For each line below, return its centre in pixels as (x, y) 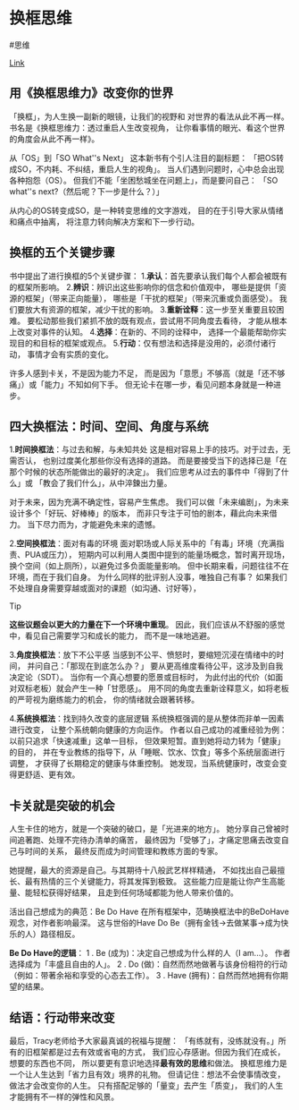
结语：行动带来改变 (62, 1017)
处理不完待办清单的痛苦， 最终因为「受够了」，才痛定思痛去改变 (164, 840)
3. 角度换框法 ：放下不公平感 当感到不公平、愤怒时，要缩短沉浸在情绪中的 (143, 655)
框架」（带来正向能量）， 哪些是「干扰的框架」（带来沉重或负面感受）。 (151, 298)
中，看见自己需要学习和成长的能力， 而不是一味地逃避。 (112, 636)
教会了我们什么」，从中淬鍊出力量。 (107, 483)
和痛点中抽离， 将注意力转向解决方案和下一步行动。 (104, 221)
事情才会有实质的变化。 (70, 354)
